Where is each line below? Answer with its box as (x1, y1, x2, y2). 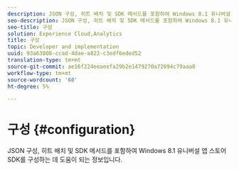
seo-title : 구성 (7, 23, 53, 30)
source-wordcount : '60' (7, 76, 78, 84)
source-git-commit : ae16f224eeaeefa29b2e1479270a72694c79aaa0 (7, 63, 196, 70)
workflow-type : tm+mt (7, 69, 72, 76)
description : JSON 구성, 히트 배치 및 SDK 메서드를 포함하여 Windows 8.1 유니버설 (7, 10, 231, 18)
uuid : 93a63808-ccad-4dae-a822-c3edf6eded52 (7, 50, 142, 57)
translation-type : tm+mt (7, 57, 81, 64)
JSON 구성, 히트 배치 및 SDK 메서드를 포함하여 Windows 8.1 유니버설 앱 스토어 (7, 147, 227, 155)
